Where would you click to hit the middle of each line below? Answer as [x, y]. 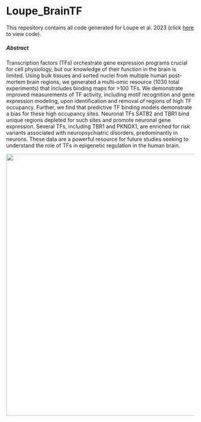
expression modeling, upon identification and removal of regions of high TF [99, 101]
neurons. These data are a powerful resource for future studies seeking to [98, 139]
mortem [16, 81]
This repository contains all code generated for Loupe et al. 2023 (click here [100, 28]
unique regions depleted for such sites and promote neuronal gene [89, 120]
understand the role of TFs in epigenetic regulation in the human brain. [93, 145]
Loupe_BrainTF [44, 11]
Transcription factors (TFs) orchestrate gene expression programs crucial [97, 63]
